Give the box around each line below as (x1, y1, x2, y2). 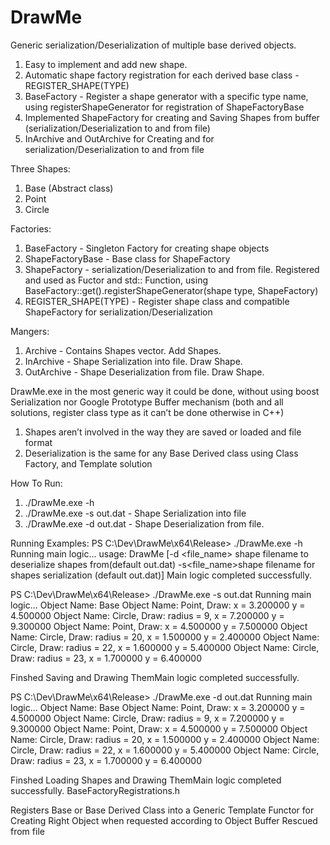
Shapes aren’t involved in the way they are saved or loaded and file (24, 426, 302, 438)
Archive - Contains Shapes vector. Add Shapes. (24, 344, 222, 356)
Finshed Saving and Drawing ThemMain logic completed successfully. (10, 671, 300, 683)
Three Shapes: (10, 162, 71, 175)
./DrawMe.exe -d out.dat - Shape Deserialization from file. (24, 517, 265, 530)
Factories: (10, 222, 52, 235)
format (24, 436, 53, 448)
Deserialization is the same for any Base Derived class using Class (24, 447, 299, 459)
